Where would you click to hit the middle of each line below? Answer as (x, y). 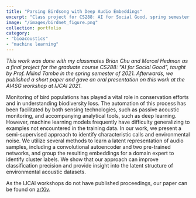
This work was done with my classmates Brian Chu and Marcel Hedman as (97, 61)
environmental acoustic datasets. (46, 172)
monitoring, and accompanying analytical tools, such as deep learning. (91, 115)
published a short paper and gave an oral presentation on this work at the (96, 79)
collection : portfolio (34, 28)
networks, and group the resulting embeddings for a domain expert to (90, 153)
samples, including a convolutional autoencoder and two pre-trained (88, 146)
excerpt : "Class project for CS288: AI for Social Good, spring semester (98, 17)
